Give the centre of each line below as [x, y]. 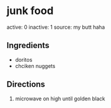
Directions [26, 84]
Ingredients [28, 45]
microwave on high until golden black [60, 99]
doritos [24, 59]
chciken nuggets [35, 66]
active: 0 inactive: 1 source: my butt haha [56, 27]
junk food [30, 11]
